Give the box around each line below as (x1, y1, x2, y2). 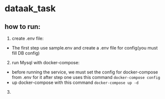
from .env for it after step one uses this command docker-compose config (11, 74, 161, 80)
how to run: (4, 23, 41, 31)
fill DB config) (11, 50, 40, 56)
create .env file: (11, 35, 44, 41)
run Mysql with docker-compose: (11, 60, 80, 65)
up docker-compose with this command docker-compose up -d (11, 79, 139, 85)
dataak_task (4, 3, 56, 14)
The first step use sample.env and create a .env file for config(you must (11, 45, 158, 50)
